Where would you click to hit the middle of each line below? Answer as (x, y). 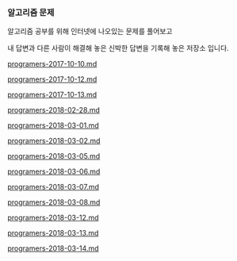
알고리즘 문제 (31, 12)
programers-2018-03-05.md (54, 156)
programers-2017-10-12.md (52, 79)
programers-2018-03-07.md (54, 187)
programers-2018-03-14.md (53, 248)
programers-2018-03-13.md (53, 233)
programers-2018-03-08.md (54, 202)
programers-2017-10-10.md (52, 64)
